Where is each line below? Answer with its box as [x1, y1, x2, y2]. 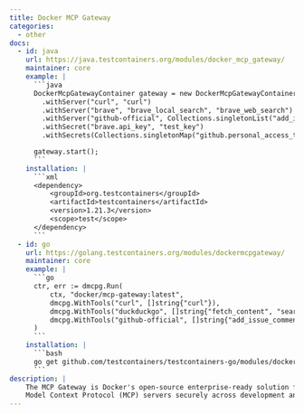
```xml [33, 173, 59, 182]
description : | [9, 374, 67, 383]
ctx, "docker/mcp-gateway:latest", [49, 290, 184, 299]
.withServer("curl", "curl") [42, 97, 152, 107]
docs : [9, 38, 30, 48]
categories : [9, 22, 54, 31]
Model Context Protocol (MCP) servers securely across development [25, 390, 285, 400]
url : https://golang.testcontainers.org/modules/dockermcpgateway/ [25, 248, 285, 258]
